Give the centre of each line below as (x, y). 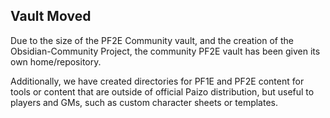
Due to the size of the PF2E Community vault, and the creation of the (152, 40)
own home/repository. (56, 61)
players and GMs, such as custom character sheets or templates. (144, 102)
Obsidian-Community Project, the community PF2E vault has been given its (165, 51)
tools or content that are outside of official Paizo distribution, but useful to (162, 91)
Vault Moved (51, 16)
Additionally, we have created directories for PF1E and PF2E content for (157, 81)
